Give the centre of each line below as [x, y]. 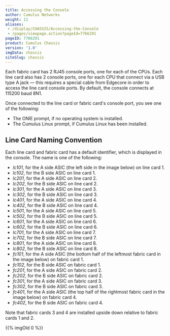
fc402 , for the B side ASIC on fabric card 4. [58, 303]
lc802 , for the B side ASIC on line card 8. [55, 249]
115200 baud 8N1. [24, 93]
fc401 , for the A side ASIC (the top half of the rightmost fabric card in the [89, 292]
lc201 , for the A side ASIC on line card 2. [55, 178]
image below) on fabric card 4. [45, 297]
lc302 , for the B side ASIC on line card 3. [55, 194]
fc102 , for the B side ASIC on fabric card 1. [57, 265]
